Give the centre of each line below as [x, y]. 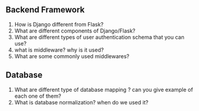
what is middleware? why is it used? [59, 50]
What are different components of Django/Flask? [75, 31]
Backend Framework [45, 10]
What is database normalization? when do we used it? [81, 102]
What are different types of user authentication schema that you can [99, 37]
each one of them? [38, 96]
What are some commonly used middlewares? [72, 56]
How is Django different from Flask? [59, 24]
